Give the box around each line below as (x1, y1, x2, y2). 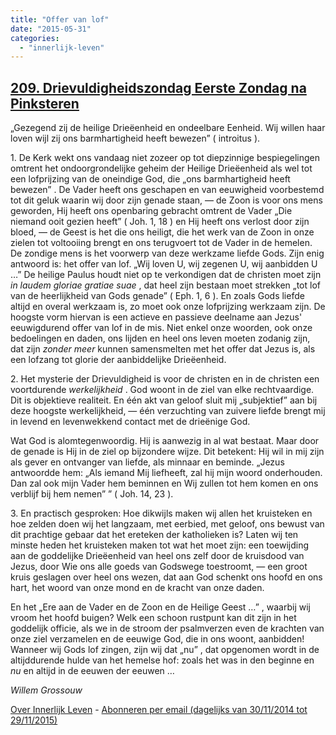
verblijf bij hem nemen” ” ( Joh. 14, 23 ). (10, 488, 174, 500)
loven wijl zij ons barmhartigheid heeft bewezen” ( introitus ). (10, 132, 261, 145)
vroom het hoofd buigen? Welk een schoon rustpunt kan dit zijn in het (10, 612, 297, 624)
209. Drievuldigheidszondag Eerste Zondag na (10, 79, 307, 96)
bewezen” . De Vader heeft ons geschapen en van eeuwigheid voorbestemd (10, 184, 325, 196)
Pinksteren (10, 95, 80, 112)
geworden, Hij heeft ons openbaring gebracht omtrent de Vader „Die (10, 205, 293, 217)
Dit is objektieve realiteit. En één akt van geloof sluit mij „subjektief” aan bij (10, 394, 318, 406)
